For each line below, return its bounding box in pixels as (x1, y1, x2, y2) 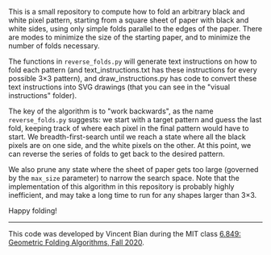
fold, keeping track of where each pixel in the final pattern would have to (8, 124, 249, 133)
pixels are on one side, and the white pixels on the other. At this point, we (8, 141, 252, 150)
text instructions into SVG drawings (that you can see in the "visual (8, 82, 231, 92)
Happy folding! (8, 206, 58, 216)
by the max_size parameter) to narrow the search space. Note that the (8, 173, 240, 183)
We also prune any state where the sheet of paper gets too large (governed (8, 165, 259, 174)
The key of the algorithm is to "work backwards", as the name (8, 106, 214, 116)
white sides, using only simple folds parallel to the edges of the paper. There (8, 24, 263, 33)
